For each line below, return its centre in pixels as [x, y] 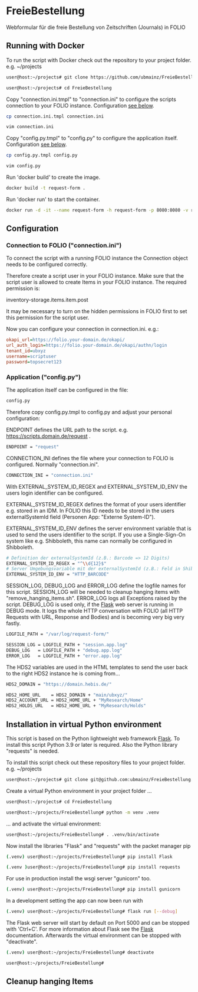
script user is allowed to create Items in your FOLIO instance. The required [96, 282]
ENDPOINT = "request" [33, 447]
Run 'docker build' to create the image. [53, 177]
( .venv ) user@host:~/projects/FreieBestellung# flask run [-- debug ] [92, 912]
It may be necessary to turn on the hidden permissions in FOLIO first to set [97, 311]
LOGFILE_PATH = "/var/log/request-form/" [58, 634]
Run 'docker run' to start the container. [53, 199]
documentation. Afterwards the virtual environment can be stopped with [94, 935]
